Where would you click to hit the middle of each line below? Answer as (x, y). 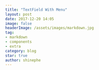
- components (19, 42)
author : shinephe (23, 60)
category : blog (21, 51)
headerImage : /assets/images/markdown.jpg (49, 28)
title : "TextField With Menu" (36, 10)
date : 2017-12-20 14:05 (30, 19)
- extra (13, 46)
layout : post (19, 14)
